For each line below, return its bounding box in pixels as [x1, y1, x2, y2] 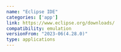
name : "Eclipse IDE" [6, 8, 59, 15]
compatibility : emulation [6, 25, 71, 32]
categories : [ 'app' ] [6, 14, 59, 20]
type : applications [6, 36, 56, 42]
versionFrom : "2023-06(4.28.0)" [6, 31, 88, 37]
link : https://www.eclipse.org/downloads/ [6, 20, 115, 26]
